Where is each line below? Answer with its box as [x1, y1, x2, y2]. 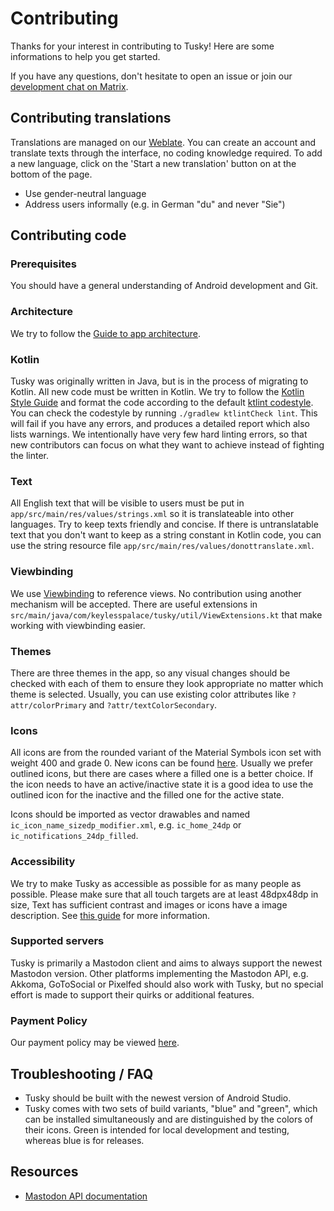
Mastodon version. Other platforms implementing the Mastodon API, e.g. [10, 967, 309, 979]
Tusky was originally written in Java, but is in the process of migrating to [10, 375, 309, 387]
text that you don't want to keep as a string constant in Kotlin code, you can [10, 529, 322, 541]
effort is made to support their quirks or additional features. [10, 988, 255, 1001]
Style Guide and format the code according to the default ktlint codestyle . [10, 397, 314, 409]
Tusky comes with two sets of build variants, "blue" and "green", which [24, 1102, 318, 1114]
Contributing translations [10, 110, 172, 127]
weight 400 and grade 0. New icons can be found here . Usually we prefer [10, 757, 314, 769]
